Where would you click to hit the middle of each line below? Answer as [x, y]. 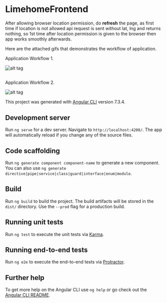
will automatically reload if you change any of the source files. [69, 135]
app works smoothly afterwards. [38, 39]
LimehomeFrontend [47, 9]
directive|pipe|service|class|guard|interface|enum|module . [68, 173]
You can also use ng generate [36, 168]
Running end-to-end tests [46, 250]
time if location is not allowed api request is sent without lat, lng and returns [83, 28]
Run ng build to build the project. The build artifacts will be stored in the [79, 201]
